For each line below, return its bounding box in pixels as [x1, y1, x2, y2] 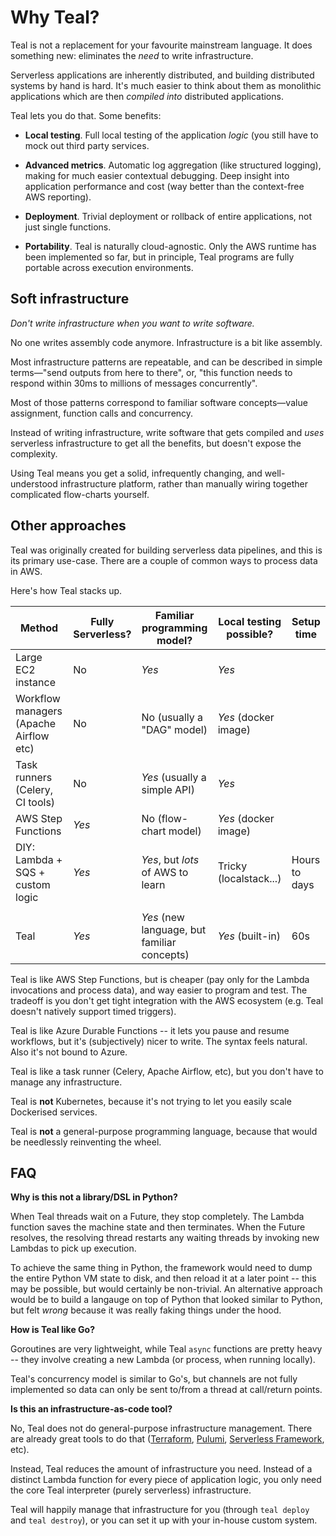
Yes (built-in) [217, 929, 281, 943]
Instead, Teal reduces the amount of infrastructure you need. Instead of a [10, 1463, 313, 1475]
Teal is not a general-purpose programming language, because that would [10, 1125, 318, 1137]
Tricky [217, 859, 248, 873]
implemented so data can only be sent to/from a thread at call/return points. [10, 1384, 323, 1396]
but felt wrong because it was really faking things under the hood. [10, 1304, 282, 1316]
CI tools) [15, 795, 56, 809]
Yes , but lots [141, 852, 200, 866]
